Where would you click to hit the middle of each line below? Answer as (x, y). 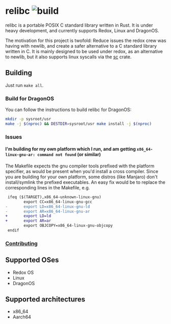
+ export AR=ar (28, 221)
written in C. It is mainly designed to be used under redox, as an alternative (84, 51)
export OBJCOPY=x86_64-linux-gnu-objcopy (68, 226)
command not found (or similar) (69, 155)
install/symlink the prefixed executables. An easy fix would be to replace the (86, 182)
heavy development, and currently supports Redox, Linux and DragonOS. (82, 30)
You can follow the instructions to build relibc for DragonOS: (68, 110)
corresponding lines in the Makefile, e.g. (48, 187)
